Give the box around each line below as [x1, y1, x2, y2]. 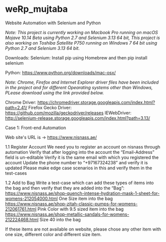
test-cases [5, 170, 27, 176]
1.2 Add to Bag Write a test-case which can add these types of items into [5, 180, 154, 186]
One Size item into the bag [58, 195, 113, 201]
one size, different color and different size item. [5, 231, 102, 237]
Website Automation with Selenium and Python [5, 20, 101, 26]
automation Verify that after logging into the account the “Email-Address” [5, 149, 155, 155]
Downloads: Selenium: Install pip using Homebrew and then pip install [5, 54, 148, 60]
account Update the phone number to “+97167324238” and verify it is [5, 159, 148, 165]
